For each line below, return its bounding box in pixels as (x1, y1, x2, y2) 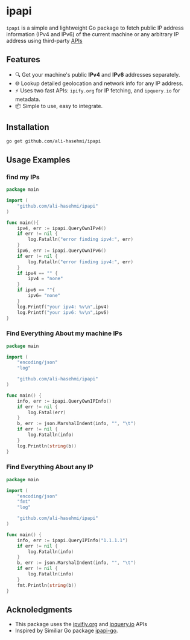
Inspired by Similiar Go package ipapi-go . (14, 627, 118, 635)
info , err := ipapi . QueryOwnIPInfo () (17, 398, 112, 404)
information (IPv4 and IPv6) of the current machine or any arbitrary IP (6, 30, 179, 37)
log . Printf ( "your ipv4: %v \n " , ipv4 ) (17, 304, 110, 310)
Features (6, 54, 40, 65)
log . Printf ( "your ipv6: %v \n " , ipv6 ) (17, 309, 110, 315)
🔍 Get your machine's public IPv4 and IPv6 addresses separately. (14, 71, 180, 78)
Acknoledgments (6, 604, 72, 615)
